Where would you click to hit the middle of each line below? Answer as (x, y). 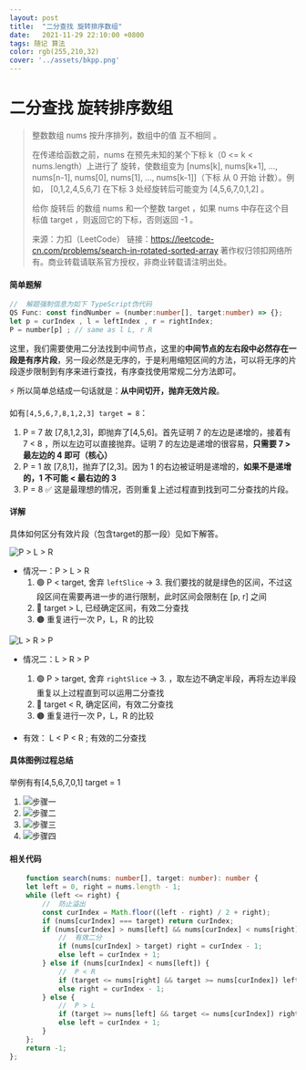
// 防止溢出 (64, 904)
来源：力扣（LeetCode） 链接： (91, 239)
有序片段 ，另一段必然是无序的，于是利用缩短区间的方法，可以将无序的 (157, 359)
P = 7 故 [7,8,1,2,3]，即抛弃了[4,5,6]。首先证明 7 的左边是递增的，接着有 (157, 432)
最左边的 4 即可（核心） (67, 455)
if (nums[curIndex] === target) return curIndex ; (138, 921)
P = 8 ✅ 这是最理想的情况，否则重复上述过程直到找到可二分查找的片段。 (158, 489)
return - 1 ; (46, 1048)
